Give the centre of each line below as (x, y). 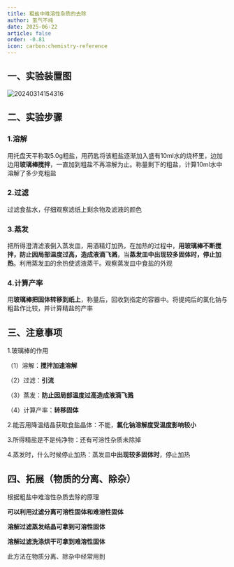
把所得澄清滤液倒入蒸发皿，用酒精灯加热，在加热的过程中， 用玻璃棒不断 (111, 246)
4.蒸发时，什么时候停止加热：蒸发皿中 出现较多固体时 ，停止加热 (99, 454)
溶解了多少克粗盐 (32, 173)
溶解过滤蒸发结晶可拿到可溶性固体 (56, 527)
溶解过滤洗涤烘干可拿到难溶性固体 (56, 542)
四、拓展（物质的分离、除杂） (72, 479)
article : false (29, 33)
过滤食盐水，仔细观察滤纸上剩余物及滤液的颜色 (74, 209)
